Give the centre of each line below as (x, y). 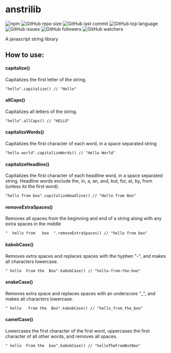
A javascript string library (32, 39)
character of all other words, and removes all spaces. (61, 336)
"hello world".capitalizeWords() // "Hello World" (60, 153)
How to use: (25, 55)
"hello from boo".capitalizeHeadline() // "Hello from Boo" (71, 196)
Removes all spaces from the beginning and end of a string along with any (84, 218)
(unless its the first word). (33, 186)
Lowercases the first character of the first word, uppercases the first (78, 330)
